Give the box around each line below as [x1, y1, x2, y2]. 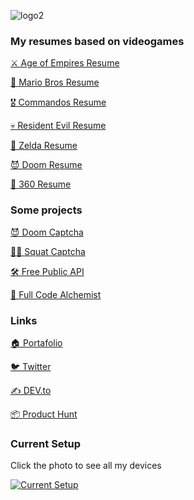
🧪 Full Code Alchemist [10, 288, 102, 300]
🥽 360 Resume [10, 178, 72, 190]
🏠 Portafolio [10, 336, 63, 349]
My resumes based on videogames [10, 34, 185, 48]
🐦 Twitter [10, 360, 52, 372]
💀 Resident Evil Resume [10, 120, 107, 132]
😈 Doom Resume [10, 159, 83, 171]
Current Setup [10, 436, 82, 450]
